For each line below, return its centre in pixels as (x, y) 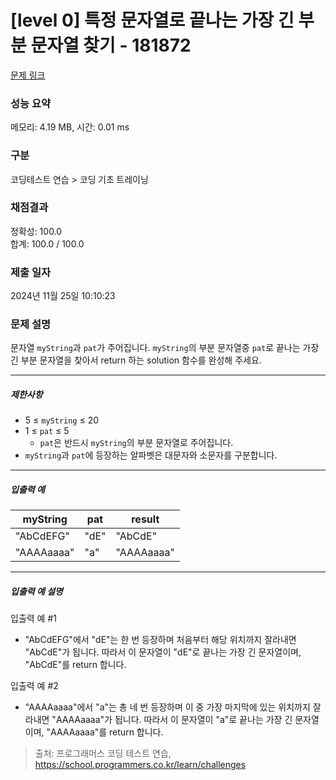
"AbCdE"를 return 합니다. (75, 665)
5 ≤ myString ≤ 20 (62, 420)
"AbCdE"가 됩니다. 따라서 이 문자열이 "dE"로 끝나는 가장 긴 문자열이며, (163, 652)
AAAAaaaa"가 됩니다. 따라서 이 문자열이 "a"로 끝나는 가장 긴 (174, 720)
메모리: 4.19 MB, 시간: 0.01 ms (70, 127)
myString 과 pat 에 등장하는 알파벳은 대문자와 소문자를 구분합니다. (151, 455)
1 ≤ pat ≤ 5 (47, 431)
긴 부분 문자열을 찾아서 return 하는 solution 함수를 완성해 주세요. (136, 360)
